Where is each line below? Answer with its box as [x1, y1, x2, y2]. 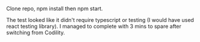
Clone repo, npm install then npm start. [6, 5, 104, 12]
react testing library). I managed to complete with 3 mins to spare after [6, 23, 182, 30]
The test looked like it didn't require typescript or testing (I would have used [6, 17, 195, 23]
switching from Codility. [6, 29, 65, 36]
